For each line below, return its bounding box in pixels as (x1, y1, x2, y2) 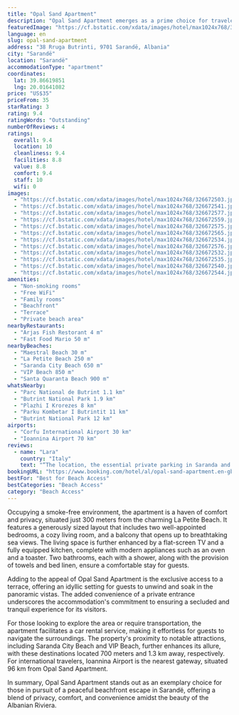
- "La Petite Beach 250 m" (14, 355, 94, 362)
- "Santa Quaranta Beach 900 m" (14, 375, 110, 382)
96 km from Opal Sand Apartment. (7, 664, 108, 673)
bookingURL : (7, 468, 43, 475)
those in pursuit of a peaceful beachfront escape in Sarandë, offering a (7, 686, 216, 694)
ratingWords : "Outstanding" (7, 116, 91, 123)
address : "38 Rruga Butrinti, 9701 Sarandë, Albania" (7, 44, 171, 51)
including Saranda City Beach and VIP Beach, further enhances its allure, (7, 642, 221, 650)
